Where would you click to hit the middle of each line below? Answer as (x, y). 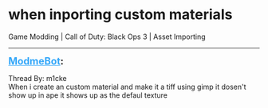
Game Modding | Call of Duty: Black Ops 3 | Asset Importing (107, 37)
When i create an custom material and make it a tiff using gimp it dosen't (127, 87)
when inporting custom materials (120, 15)
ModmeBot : (36, 61)
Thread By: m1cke (37, 78)
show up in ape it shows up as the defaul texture (88, 95)
